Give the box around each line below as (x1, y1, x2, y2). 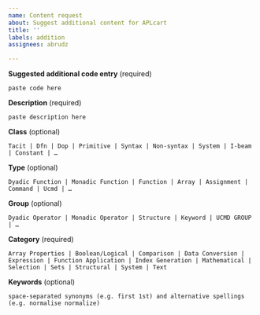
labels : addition (8, 33, 65, 42)
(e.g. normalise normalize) (8, 299, 101, 307)
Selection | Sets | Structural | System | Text (8, 264, 168, 272)
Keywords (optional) (8, 277, 76, 287)
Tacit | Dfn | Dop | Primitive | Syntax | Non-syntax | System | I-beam (8, 142, 252, 150)
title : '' (8, 26, 41, 34)
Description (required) (8, 98, 82, 108)
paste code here (8, 84, 61, 93)
